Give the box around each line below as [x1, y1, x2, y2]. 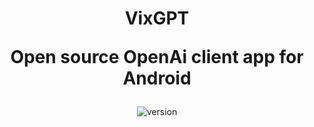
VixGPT [124, 7, 190, 30]
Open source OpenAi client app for [10, 46, 304, 69]
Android [122, 67, 192, 90]
